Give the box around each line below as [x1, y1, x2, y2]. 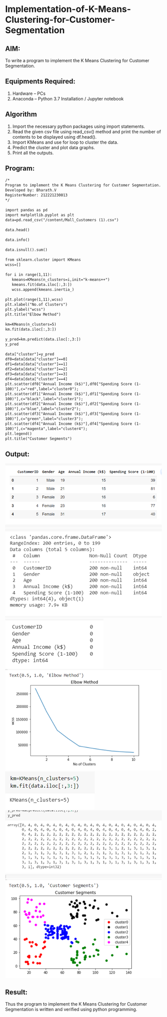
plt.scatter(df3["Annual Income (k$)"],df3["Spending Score [5, 412, 133, 417]
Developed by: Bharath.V [5, 188, 57, 193]
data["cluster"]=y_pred [5, 352, 55, 357]
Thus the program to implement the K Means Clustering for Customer [5, 1001, 148, 1007]
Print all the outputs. [12, 150, 54, 156]
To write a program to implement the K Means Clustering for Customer [5, 58, 150, 63]
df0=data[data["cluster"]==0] [5, 357, 68, 362]
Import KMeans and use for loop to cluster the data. [12, 139, 118, 145]
